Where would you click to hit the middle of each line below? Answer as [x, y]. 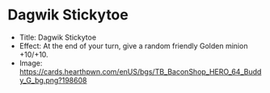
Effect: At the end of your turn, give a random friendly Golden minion [133, 45]
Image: [31, 63]
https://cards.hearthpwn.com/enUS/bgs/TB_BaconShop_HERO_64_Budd [140, 71]
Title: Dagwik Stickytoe [58, 37]
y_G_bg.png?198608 [53, 80]
